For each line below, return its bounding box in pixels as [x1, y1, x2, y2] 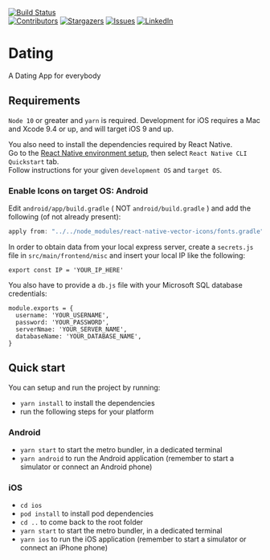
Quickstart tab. [8, 157, 59, 166]
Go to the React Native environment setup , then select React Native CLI [8, 148, 247, 157]
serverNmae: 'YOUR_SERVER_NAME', [15, 325, 128, 333]
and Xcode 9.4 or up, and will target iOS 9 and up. [8, 124, 174, 133]
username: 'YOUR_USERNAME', [15, 311, 110, 319]
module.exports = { [8, 304, 74, 313]
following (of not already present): [8, 212, 121, 222]
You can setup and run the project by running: [8, 382, 161, 392]
